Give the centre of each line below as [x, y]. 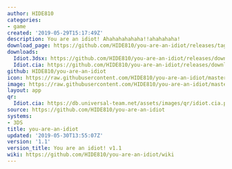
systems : [20, 116]
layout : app [24, 90]
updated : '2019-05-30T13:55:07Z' [55, 135]
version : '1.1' [29, 142]
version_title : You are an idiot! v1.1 [65, 148]
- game [17, 26]
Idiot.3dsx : [31, 59]
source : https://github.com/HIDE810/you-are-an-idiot [86, 110]
